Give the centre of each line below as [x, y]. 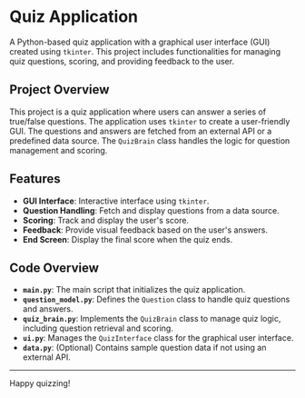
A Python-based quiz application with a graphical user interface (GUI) [140, 42]
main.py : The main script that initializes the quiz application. [134, 290]
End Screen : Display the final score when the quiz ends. [128, 239]
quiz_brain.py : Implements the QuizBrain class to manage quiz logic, [152, 319]
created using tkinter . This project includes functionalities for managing [145, 51]
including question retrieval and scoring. [98, 328]
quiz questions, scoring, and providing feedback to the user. [122, 61]
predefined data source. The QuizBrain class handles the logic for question [150, 140]
